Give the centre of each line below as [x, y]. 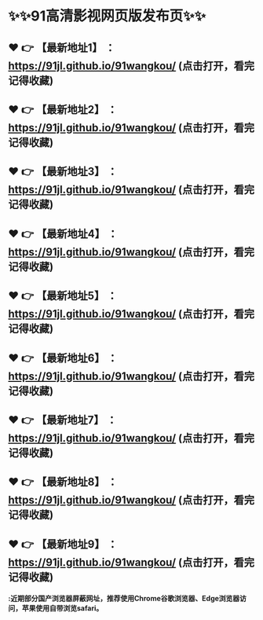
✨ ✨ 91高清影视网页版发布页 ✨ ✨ [107, 16]
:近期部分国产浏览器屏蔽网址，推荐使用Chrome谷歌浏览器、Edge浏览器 [124, 599]
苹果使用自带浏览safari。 [62, 608]
